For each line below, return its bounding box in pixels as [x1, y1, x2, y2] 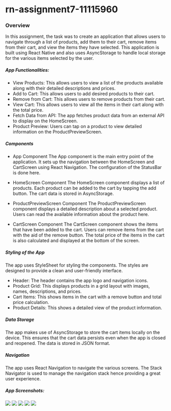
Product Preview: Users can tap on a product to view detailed [12, 123, 142, 129]
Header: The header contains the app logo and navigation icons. [12, 277, 149, 284]
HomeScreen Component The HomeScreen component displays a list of [12, 180, 165, 186]
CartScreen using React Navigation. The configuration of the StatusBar [12, 164, 162, 170]
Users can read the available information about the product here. [12, 211, 149, 218]
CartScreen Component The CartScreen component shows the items [12, 221, 158, 227]
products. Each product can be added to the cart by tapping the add [12, 185, 157, 191]
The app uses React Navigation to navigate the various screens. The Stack [5, 365, 162, 371]
